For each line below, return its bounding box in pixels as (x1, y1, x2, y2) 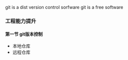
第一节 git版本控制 (5, 31, 43, 37)
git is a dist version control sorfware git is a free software (5, 4, 123, 10)
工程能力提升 (5, 17, 37, 24)
